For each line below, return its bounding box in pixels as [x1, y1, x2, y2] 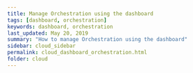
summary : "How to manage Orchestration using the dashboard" [7, 36, 188, 43]
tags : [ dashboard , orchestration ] [7, 17, 108, 24]
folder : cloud [7, 56, 49, 63]
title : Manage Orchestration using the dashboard [7, 10, 154, 17]
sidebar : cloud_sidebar [7, 42, 76, 49]
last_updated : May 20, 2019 [7, 29, 89, 37]
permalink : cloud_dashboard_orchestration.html [7, 49, 148, 56]
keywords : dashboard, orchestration [7, 23, 113, 30]
